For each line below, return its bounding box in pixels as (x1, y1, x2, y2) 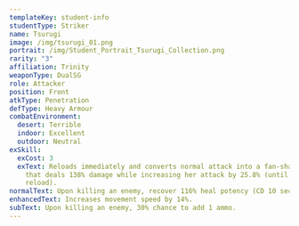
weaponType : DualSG (9, 71, 82, 80)
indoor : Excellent (17, 129, 86, 138)
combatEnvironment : (9, 112, 82, 121)
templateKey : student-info (9, 12, 109, 22)
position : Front (9, 87, 69, 96)
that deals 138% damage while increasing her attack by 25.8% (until (25, 170, 289, 179)
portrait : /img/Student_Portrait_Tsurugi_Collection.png (9, 46, 225, 55)
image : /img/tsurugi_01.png (9, 37, 114, 47)
